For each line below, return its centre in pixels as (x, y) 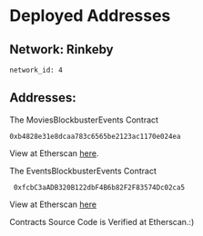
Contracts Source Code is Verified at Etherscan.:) (102, 221)
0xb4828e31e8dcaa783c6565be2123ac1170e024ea (95, 136)
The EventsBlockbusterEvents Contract (83, 171)
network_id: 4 (36, 70)
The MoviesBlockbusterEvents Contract (84, 120)
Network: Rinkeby (61, 49)
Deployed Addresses (90, 16)
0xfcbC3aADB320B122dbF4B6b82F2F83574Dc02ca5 (99, 187)
